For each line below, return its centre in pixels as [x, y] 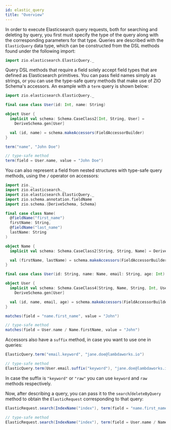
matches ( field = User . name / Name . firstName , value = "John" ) [73, 330]
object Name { [20, 246]
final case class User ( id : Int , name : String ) [55, 105]
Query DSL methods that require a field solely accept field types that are [81, 70]
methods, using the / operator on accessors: [52, 176]
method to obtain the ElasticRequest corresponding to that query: [75, 399]
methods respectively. [28, 384]
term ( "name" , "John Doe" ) [33, 147]
